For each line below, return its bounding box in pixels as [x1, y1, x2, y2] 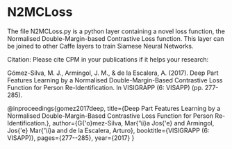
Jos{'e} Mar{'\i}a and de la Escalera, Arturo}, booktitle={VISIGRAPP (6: [7, 126, 210, 134]
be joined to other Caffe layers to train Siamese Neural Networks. [7, 42, 194, 50]
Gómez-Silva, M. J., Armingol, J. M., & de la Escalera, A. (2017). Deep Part [7, 69, 219, 77]
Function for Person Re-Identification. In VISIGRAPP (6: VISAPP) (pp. [7, 83, 204, 91]
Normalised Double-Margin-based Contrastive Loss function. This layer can [7, 34, 224, 42]
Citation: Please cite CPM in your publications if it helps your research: [7, 55, 209, 63]
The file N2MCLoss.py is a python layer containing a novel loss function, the [7, 27, 226, 35]
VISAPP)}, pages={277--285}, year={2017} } [7, 133, 135, 142]
